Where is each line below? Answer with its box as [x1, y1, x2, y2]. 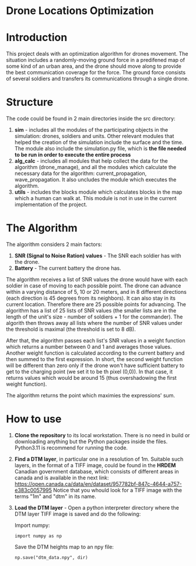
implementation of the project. [14, 201, 87, 208]
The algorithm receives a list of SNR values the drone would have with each [6, 276, 188, 283]
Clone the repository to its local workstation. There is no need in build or [14, 431, 190, 438]
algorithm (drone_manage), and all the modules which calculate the [14, 164, 177, 171]
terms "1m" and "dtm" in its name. [14, 493, 96, 500]
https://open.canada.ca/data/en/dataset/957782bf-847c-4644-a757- [14, 480, 182, 487]
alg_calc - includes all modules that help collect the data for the [14, 157, 168, 164]
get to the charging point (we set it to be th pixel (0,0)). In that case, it [6, 368, 173, 375]
